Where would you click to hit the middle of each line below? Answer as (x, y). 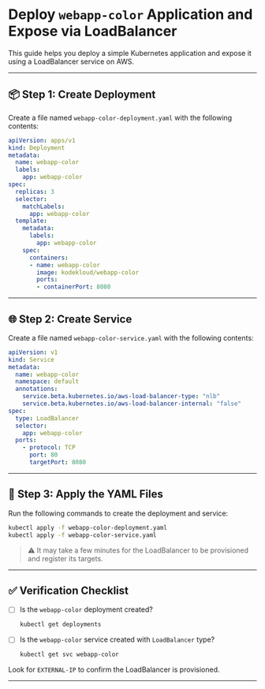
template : (31, 221)
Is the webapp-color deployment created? (86, 609)
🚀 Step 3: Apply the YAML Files (86, 494)
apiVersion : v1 (33, 352)
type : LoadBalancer (47, 418)
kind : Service (32, 359)
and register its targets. (65, 558)
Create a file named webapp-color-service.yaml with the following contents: (131, 337)
